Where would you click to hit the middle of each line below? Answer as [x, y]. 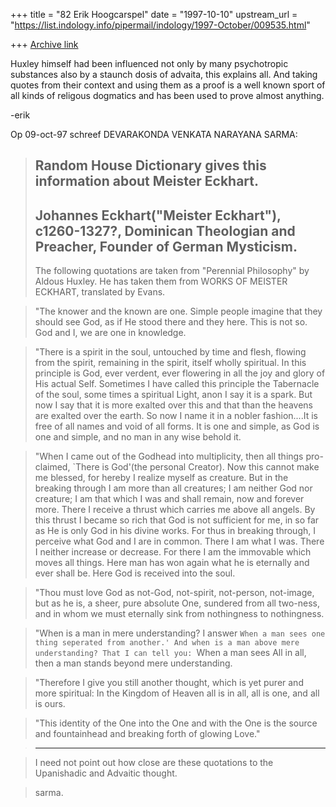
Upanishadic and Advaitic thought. [106, 773]
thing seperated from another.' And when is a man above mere [167, 643]
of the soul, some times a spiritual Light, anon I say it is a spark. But [173, 395]
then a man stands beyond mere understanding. [133, 663]
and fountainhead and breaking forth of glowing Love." [147, 734]
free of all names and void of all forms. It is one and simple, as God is [177, 426]
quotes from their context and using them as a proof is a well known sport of [168, 85]
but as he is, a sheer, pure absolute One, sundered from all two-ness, [177, 603]
